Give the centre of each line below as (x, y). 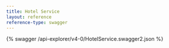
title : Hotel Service (33, 11)
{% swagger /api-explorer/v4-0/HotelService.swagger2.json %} (85, 39)
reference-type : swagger (37, 22)
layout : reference (29, 17)
